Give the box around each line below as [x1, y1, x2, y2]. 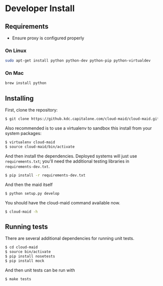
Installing [5, 94, 34, 102]
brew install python [5, 81, 47, 85]
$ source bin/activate [5, 250, 51, 254]
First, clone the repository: [5, 107, 58, 113]
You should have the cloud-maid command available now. [5, 200, 120, 205]
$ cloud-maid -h [5, 209, 38, 214]
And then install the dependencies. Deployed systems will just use [5, 153, 137, 159]
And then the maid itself [5, 182, 53, 187]
